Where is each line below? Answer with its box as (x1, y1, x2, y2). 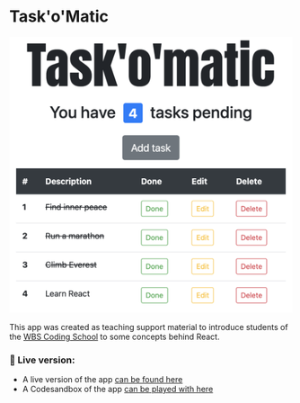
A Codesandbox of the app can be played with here (22, 383, 214, 394)
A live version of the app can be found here (22, 373, 183, 384)
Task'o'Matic (9, 6, 110, 27)
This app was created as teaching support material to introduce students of (9, 321, 289, 332)
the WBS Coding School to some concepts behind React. (9, 331, 220, 342)
